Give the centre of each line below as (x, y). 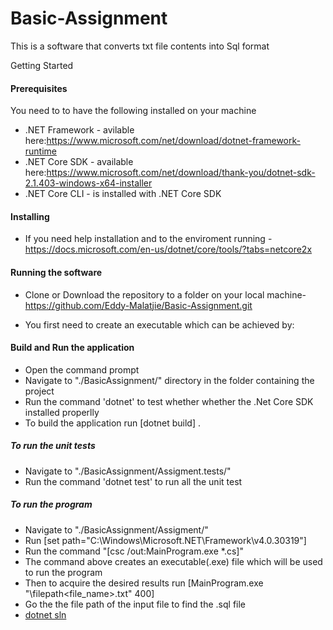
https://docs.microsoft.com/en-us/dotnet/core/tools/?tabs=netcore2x (168, 249)
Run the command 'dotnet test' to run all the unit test (133, 481)
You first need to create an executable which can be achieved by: (159, 324)
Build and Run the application (72, 348)
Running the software (56, 272)
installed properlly (62, 412)
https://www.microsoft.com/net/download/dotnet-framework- (173, 141)
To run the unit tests (53, 446)
